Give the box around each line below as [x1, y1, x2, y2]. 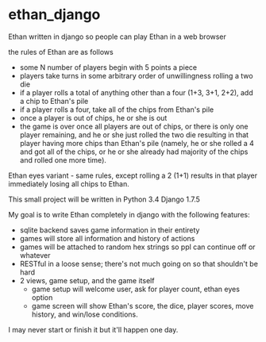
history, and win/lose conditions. [31, 309, 138, 319]
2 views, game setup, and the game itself [19, 275, 155, 285]
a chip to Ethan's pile [19, 96, 89, 106]
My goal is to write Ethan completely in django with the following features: [8, 209, 250, 219]
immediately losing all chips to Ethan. [8, 179, 129, 188]
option [31, 292, 53, 302]
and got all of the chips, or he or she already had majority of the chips [19, 147, 249, 156]
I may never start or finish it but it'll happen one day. [8, 325, 179, 334]
